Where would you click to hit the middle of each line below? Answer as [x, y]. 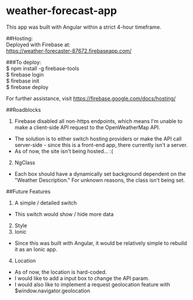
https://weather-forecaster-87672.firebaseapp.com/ [69, 50]
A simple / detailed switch [46, 203]
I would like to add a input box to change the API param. [82, 278]
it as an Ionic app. [36, 249]
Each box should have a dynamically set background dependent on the [100, 173]
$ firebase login [25, 74]
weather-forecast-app [61, 11]
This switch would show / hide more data [64, 214]
